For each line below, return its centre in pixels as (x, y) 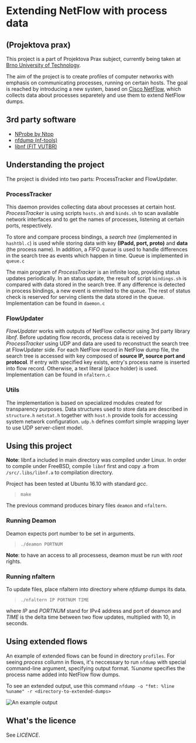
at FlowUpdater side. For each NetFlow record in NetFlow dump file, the (93, 350)
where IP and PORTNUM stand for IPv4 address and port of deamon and (94, 611)
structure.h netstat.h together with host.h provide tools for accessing (92, 415)
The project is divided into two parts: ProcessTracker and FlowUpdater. (92, 179)
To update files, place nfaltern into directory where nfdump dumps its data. (97, 589)
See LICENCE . (23, 735)
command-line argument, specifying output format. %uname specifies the (96, 668)
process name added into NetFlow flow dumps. (63, 674)
